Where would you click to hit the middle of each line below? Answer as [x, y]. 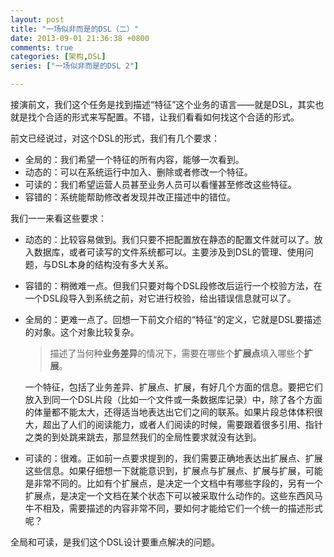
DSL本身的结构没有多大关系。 [112, 264]
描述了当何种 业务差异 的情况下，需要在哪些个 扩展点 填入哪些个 [177, 353]
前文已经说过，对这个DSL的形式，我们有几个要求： [115, 138]
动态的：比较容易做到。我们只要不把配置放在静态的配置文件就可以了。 [169, 239]
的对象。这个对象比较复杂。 [82, 332]
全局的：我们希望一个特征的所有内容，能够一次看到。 [134, 159]
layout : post [37, 19]
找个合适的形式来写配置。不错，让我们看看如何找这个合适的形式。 [163, 117]
